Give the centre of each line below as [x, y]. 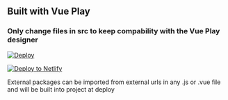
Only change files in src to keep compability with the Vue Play [114, 31]
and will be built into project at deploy [61, 89]
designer [23, 40]
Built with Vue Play [49, 11]
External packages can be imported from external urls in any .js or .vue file [114, 82]
